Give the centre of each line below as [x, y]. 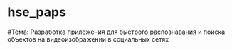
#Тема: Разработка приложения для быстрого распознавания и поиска [116, 32]
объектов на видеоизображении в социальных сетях [88, 39]
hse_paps [37, 12]
